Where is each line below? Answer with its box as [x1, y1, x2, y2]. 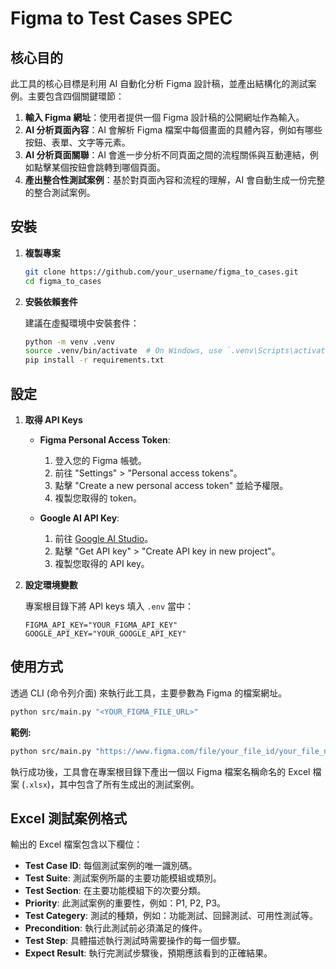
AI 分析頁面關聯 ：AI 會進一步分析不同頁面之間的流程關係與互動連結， [24, 149, 310, 161]
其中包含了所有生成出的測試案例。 [58, 778, 200, 790]
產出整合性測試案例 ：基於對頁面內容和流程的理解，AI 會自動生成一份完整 [24, 174, 326, 186]
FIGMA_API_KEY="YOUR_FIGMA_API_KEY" [24, 620, 178, 630]
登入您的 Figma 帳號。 [54, 455, 147, 466]
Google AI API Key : [39, 512, 120, 524]
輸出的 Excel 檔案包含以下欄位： [10, 838, 143, 851]
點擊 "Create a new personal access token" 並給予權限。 [54, 480, 289, 491]
